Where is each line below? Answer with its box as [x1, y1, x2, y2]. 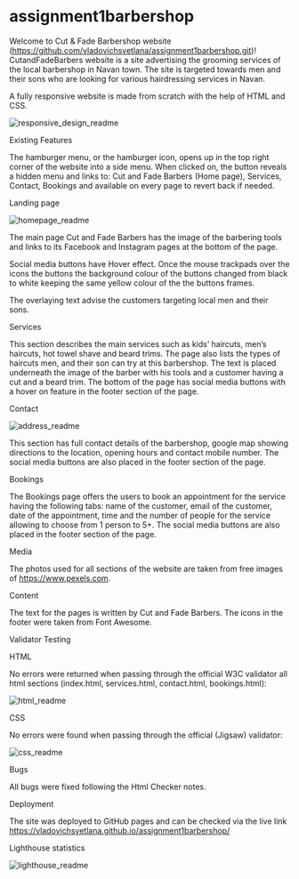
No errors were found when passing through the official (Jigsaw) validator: [9, 730, 283, 740]
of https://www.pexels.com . [9, 572, 111, 584]
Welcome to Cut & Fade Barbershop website [9, 36, 172, 46]
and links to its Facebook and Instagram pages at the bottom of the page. [9, 241, 279, 252]
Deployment [9, 798, 54, 809]
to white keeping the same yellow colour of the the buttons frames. [9, 278, 255, 288]
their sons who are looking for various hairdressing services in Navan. [9, 73, 265, 84]
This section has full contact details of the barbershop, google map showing [9, 438, 289, 448]
